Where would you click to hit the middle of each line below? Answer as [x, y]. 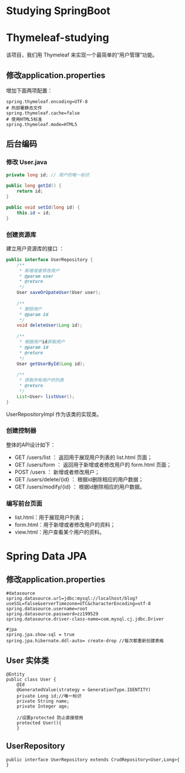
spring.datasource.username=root [47, 609]
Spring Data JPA [46, 556]
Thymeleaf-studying [58, 38]
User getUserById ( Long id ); [51, 364]
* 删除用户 [31, 309]
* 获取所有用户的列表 [42, 380]
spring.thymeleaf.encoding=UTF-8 [47, 101]
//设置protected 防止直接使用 [50, 718]
